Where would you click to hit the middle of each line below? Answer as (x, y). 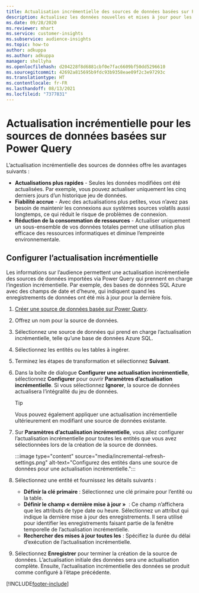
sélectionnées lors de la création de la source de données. (86, 444)
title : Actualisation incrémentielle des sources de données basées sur (98, 12)
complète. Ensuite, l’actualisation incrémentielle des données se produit (102, 566)
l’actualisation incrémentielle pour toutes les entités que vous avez (96, 438)
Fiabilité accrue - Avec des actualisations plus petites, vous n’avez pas (101, 201)
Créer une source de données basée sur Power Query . (81, 309)
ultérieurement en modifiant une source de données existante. (91, 420)
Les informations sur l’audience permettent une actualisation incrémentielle (98, 272)
